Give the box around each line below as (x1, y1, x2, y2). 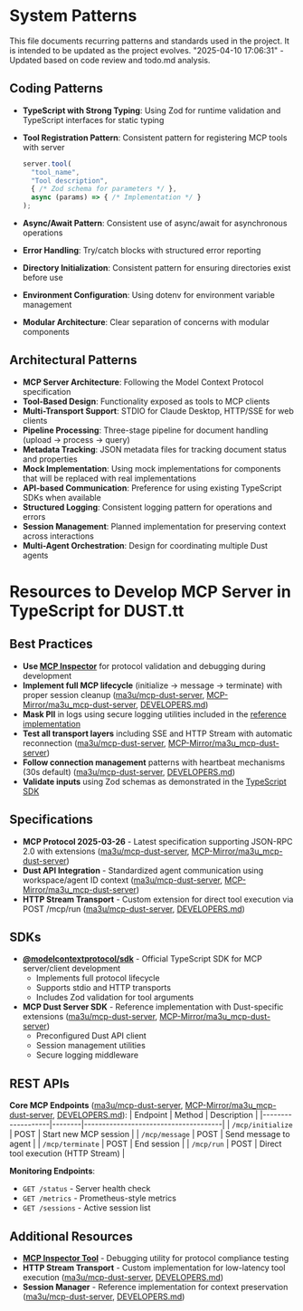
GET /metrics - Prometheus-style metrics (22, 1192, 176, 1204)
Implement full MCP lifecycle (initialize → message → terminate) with (22, 680, 283, 691)
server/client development (22, 963, 121, 974)
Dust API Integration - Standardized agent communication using (22, 865, 264, 876)
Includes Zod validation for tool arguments (35, 992, 194, 1003)
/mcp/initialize (232, 1121, 293, 1130)
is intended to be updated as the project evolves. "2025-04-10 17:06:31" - (9, 44, 284, 55)
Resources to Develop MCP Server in (9, 581, 291, 602)
